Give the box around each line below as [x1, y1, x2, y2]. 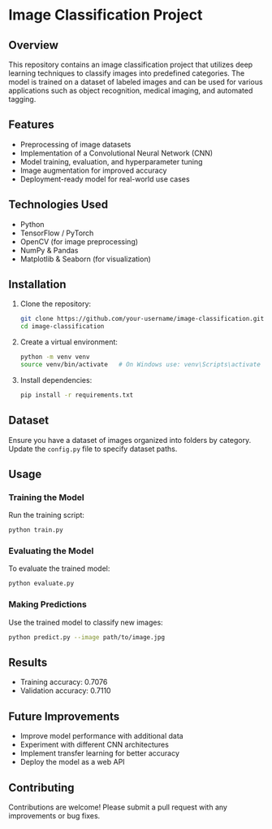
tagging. [8, 94, 37, 103]
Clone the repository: [19, 299, 92, 309]
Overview [8, 38, 59, 52]
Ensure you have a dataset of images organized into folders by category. [8, 435, 252, 445]
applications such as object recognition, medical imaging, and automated [8, 86, 253, 95]
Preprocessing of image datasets [19, 139, 132, 149]
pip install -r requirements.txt [19, 391, 134, 399]
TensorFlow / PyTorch [19, 228, 94, 238]
